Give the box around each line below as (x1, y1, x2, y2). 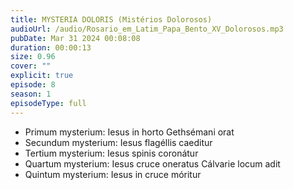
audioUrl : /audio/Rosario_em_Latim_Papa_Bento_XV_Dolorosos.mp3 (10, 24, 284, 34)
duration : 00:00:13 (10, 42, 92, 53)
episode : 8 (10, 80, 56, 90)
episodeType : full (10, 98, 87, 108)
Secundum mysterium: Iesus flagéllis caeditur (24, 136, 213, 148)
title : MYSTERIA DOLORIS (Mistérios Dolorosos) (10, 14, 213, 25)
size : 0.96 (10, 52, 56, 62)
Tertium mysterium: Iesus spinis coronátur (24, 147, 199, 159)
